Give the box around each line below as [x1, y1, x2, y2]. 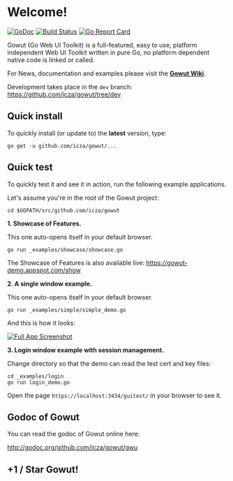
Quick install [7, 110, 63, 122]
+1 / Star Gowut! [7, 464, 79, 475]
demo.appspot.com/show [7, 266, 82, 274]
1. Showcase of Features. [7, 219, 82, 228]
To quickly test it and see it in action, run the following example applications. [7, 179, 227, 188]
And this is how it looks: [7, 318, 75, 327]
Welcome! [7, 4, 68, 20]
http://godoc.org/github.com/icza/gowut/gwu [7, 443, 138, 452]
